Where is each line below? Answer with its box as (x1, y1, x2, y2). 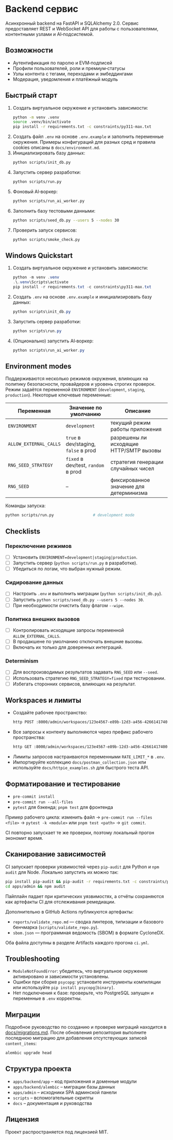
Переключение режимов (5, 542, 72, 549)
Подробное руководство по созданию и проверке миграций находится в (5, 1024, 167, 1030)
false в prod (65, 447, 96, 454)
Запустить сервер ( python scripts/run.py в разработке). (12, 560, 137, 566)
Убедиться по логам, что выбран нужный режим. (12, 566, 122, 572)
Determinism (5, 658, 39, 665)
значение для (110, 483, 145, 490)
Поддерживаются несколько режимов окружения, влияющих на (5, 375, 148, 382)
